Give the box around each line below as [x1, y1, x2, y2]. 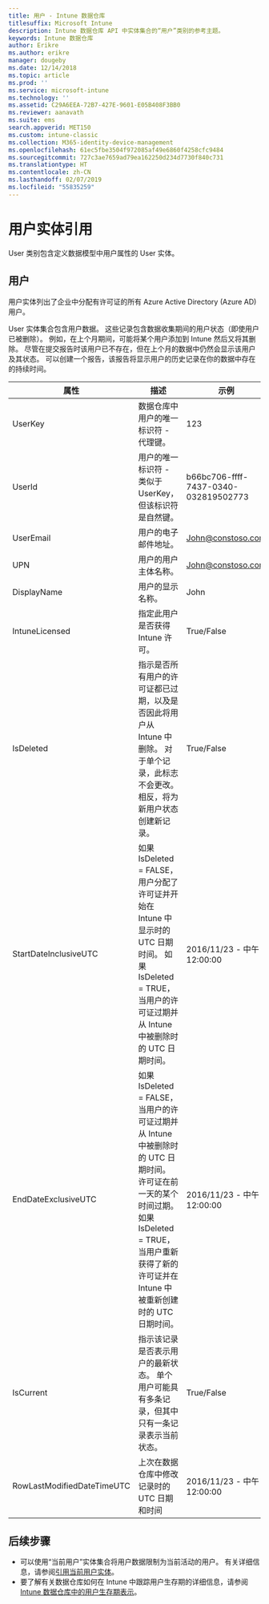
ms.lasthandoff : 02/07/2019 [8, 176, 102, 184]
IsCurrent [12, 1387, 48, 1398]
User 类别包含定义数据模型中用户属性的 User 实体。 [8, 248, 179, 257]
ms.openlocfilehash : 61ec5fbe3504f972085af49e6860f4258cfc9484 [8, 146, 224, 154]
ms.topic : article [8, 71, 70, 79]
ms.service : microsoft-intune [8, 86, 110, 95]
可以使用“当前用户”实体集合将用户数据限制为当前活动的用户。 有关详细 [19, 1557, 254, 1567]
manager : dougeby [8, 57, 66, 65]
